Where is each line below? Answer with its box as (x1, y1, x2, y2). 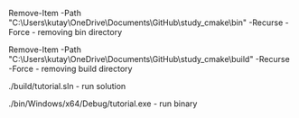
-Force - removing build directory (8, 63, 133, 74)
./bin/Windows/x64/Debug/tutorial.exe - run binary (8, 98, 198, 109)
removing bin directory (37, 27, 123, 37)
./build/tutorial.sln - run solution (8, 81, 126, 91)
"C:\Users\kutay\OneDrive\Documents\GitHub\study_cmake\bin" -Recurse (8, 17, 284, 28)
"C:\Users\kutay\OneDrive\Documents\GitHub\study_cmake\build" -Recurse (8, 54, 290, 64)
